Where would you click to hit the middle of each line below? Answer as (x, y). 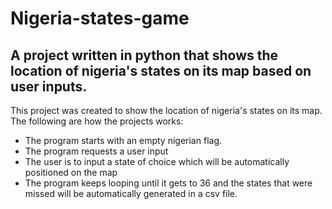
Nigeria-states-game (100, 18)
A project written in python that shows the (144, 55)
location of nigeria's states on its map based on (161, 70)
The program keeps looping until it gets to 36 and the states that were (168, 183)
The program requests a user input (96, 151)
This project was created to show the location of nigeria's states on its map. (166, 110)
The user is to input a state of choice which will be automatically (157, 161)
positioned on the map (71, 172)
